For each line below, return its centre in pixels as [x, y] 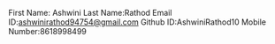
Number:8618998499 [48, 31]
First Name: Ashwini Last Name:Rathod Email [90, 13]
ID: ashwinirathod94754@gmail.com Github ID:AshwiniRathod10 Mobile [137, 22]
